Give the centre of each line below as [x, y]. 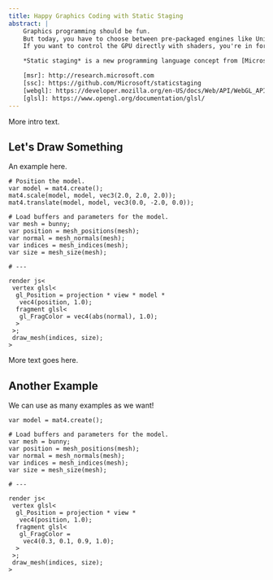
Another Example [54, 386]
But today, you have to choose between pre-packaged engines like [138, 39]
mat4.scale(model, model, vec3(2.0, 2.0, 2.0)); [92, 196]
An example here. [38, 167]
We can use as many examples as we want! [81, 406]
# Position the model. [47, 181]
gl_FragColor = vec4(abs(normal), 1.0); [89, 317]
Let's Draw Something [66, 147]
